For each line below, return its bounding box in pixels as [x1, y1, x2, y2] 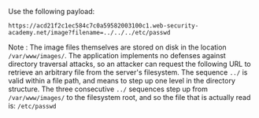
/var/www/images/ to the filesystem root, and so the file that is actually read [8, 93, 251, 101]
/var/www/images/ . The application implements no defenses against [8, 51, 226, 60]
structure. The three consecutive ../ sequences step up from [8, 84, 209, 94]
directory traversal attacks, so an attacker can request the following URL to [8, 59, 252, 68]
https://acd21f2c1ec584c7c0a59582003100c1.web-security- [8, 22, 199, 30]
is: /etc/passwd [8, 101, 57, 110]
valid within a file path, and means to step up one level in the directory [8, 76, 236, 85]
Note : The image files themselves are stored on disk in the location [8, 42, 227, 52]
